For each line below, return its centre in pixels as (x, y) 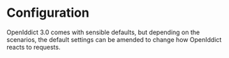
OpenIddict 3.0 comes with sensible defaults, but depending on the (103, 32)
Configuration (48, 13)
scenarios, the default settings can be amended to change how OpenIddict (114, 39)
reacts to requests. (34, 47)
